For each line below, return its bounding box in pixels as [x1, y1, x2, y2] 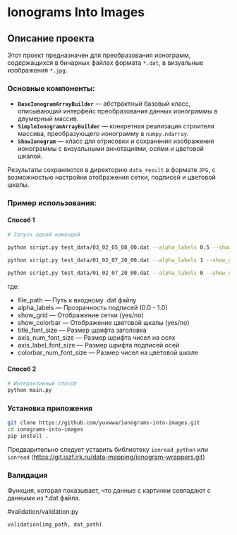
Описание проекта [7, 32, 95, 44]
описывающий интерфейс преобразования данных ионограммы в [17, 107, 218, 116]
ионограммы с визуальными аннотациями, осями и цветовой [17, 144, 205, 153]
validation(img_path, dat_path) [7, 521, 102, 529]
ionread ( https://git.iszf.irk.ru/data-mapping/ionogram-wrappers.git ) [7, 453, 206, 461]
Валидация [7, 470, 48, 480]
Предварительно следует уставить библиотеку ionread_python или [7, 445, 208, 453]
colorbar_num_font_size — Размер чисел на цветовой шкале [17, 348, 199, 357]
